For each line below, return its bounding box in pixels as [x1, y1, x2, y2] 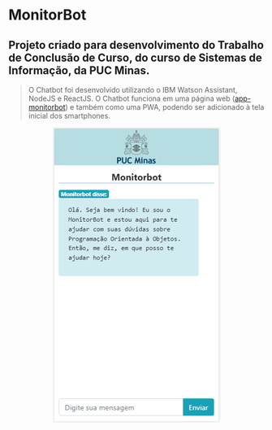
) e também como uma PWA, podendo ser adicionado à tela [65, 102, 265, 111]
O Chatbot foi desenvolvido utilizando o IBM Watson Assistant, [28, 85, 238, 94]
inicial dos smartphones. [28, 111, 111, 120]
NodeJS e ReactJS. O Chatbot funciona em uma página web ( [28, 93, 235, 103]
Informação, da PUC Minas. [8, 63, 150, 77]
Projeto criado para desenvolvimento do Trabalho [8, 38, 264, 52]
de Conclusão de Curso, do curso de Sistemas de [8, 50, 262, 64]
